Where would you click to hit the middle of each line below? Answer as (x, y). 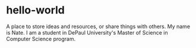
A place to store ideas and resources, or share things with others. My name (98, 26)
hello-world (36, 10)
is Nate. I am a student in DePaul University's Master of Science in (87, 32)
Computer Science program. (41, 39)
